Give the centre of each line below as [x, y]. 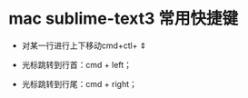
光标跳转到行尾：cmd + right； [79, 83]
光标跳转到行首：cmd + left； [77, 64]
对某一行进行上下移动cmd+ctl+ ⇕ [84, 45]
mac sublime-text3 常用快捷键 [123, 19]
